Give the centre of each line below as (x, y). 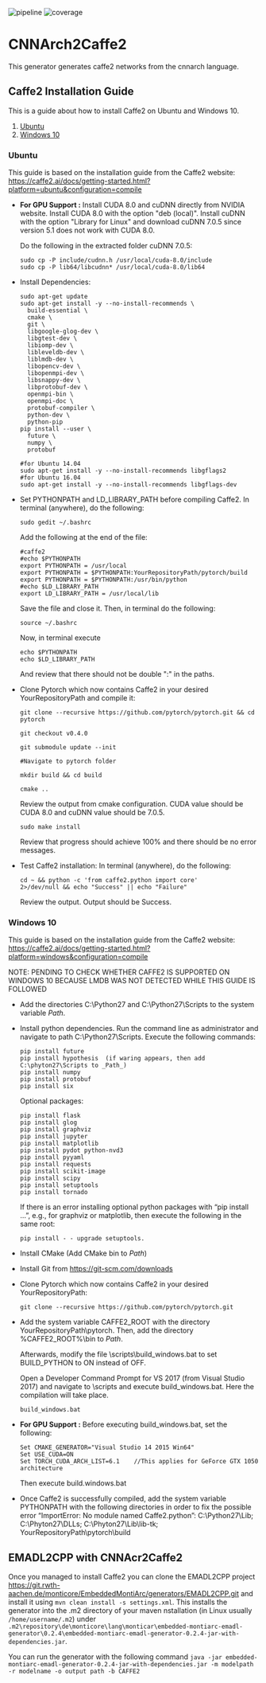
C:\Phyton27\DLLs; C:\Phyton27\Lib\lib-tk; (89, 1524)
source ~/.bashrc (48, 623)
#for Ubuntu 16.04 (50, 478)
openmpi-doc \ (50, 401)
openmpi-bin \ (50, 394)
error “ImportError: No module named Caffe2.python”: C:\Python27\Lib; (137, 1516)
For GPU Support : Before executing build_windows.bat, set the (123, 1424)
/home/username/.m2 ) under (52, 1619)
